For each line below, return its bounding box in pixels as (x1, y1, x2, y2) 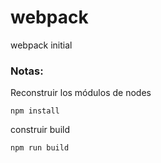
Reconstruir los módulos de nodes (10, 87, 152, 99)
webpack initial (10, 39, 73, 51)
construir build (10, 124, 70, 136)
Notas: (10, 64, 44, 78)
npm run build (10, 143, 70, 153)
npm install (10, 106, 60, 116)
